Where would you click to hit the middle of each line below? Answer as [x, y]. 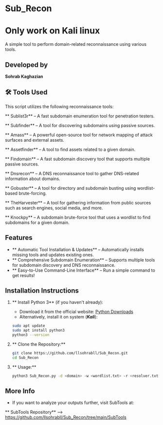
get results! [23, 275]
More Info [20, 391]
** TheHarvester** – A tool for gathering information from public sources [78, 203]
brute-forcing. [33, 193]
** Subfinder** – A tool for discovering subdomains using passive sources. [80, 125]
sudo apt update [28, 326]
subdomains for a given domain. [37, 222]
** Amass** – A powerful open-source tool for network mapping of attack [79, 135]
